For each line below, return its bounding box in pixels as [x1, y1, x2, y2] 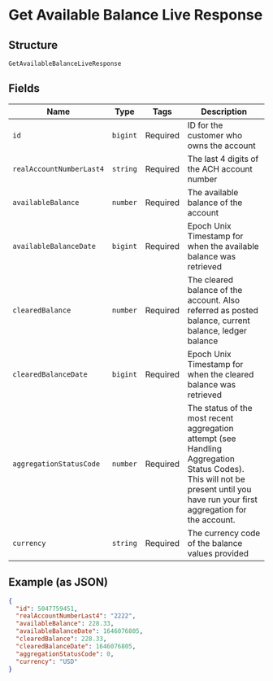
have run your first [187, 494, 258, 505]
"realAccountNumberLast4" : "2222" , [15, 612, 136, 620]
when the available [187, 240, 259, 251]
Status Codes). [187, 463, 245, 474]
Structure [8, 38, 58, 52]
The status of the [187, 402, 253, 413]
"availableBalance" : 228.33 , [15, 620, 115, 628]
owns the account [187, 140, 256, 151]
